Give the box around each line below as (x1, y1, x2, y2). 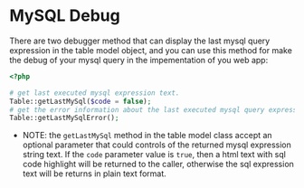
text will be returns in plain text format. (22, 168, 167, 179)
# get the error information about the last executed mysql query (9, 105, 265, 114)
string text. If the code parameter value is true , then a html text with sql (22, 149, 287, 160)
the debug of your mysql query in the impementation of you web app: (9, 54, 269, 65)
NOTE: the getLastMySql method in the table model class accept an (22, 130, 273, 141)
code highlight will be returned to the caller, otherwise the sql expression (22, 159, 294, 170)
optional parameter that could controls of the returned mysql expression (22, 139, 292, 150)
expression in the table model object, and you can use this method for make (9, 44, 292, 55)
